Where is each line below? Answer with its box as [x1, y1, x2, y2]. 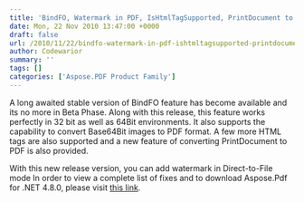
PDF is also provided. [9, 145, 89, 156]
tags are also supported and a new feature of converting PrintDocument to [9, 135, 288, 146]
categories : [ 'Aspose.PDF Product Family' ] [9, 72, 176, 82]
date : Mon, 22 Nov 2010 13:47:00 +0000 [9, 22, 160, 31]
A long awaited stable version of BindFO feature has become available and [9, 97, 288, 108]
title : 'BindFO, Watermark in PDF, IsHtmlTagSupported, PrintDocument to [9, 13, 294, 23]
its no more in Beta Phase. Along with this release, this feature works [9, 106, 265, 118]
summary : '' [9, 55, 54, 64]
